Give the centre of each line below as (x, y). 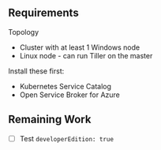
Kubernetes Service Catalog (66, 86)
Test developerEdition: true (67, 138)
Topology (24, 32)
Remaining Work (50, 120)
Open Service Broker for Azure (70, 95)
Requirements (43, 13)
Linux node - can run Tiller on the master (86, 55)
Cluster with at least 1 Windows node (80, 47)
